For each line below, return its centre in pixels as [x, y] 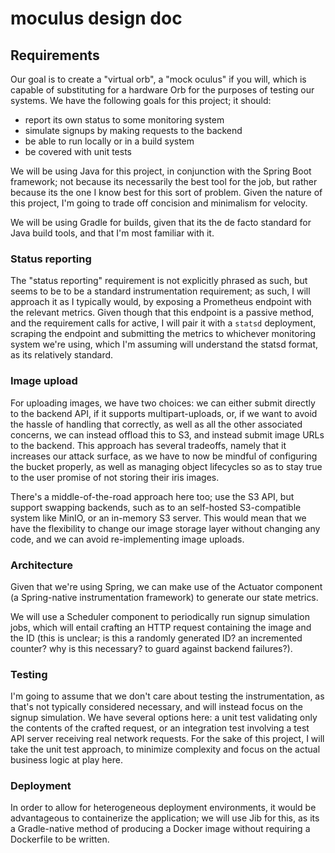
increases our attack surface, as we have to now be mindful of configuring [164, 456]
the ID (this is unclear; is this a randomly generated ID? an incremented [156, 638]
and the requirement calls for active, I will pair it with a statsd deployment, [163, 323]
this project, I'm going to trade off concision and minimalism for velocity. [159, 203]
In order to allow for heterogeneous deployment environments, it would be [163, 808]
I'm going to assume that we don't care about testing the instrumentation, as [167, 696]
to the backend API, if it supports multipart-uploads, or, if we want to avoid [164, 413]
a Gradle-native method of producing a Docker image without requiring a [160, 829]
